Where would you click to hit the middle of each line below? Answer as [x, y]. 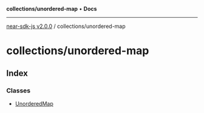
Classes [19, 91]
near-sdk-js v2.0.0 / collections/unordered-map [66, 26]
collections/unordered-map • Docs [52, 9]
